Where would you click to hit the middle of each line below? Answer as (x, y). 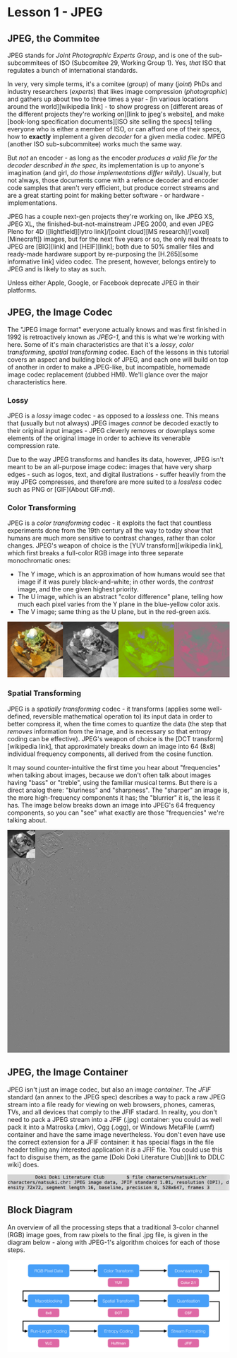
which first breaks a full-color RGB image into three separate (95, 553)
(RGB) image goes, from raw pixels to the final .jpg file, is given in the (108, 1234)
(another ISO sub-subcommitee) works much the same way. (95, 144)
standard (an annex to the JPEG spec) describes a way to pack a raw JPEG (116, 1097)
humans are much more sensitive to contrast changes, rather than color (111, 538)
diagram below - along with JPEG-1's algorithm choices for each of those (114, 1242)
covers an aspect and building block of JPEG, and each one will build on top (118, 359)
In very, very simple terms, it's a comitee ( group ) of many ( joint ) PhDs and (115, 84)
